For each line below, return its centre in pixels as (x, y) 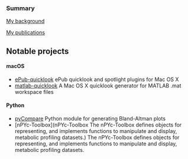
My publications (26, 33)
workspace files (34, 92)
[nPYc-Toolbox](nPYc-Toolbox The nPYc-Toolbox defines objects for (98, 125)
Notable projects (38, 51)
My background (25, 21)
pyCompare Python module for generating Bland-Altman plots (90, 119)
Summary (21, 8)
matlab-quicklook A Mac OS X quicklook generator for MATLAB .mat (98, 85)
